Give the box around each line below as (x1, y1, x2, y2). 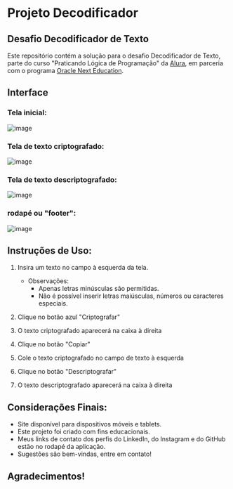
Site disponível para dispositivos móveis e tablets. (17, 420, 162, 429)
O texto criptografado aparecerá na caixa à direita (17, 327, 162, 335)
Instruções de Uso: (7, 244, 93, 256)
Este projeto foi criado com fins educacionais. (17, 427, 151, 436)
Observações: (27, 277, 69, 285)
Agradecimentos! (7, 470, 86, 482)
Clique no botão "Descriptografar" (17, 367, 117, 376)
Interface (7, 86, 48, 99)
